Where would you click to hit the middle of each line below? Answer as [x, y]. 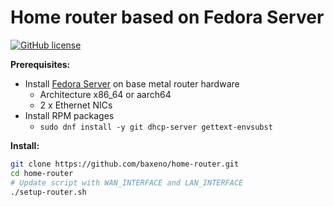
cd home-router [42, 173]
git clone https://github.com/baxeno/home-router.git [125, 164]
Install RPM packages [69, 115]
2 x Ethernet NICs [76, 105]
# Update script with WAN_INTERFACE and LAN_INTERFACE [127, 182]
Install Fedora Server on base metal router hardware [132, 83]
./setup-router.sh [48, 192]
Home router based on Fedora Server [167, 17]
